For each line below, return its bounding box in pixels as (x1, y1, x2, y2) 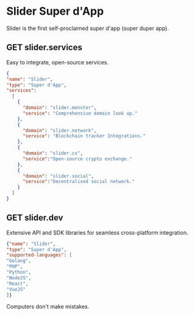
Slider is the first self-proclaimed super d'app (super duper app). (6, 24, 169, 32)
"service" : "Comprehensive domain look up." (22, 110, 138, 116)
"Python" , (6, 269, 32, 276)
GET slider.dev (6, 213, 63, 223)
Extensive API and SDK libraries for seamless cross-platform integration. (6, 228, 189, 236)
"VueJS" (6, 286, 26, 292)
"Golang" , (6, 258, 32, 264)
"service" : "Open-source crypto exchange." (22, 156, 132, 162)
